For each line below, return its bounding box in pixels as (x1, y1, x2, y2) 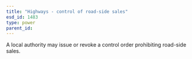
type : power (6, 19, 35, 25)
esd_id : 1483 (6, 14, 38, 20)
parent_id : (6, 25, 33, 31)
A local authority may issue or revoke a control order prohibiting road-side (6, 41, 187, 48)
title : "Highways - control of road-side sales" (6, 8, 128, 15)
